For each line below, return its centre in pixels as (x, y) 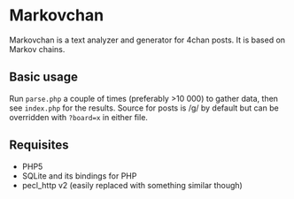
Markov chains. (37, 49)
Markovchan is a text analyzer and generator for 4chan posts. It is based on (147, 40)
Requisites (39, 145)
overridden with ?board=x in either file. (79, 117)
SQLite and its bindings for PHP (79, 176)
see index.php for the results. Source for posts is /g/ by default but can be (144, 108)
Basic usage (43, 77)
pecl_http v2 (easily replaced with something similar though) (132, 185)
